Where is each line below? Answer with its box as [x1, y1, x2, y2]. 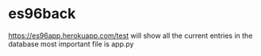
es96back [8, 5, 76, 23]
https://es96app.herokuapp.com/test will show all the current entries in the [8, 31, 253, 40]
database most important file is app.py [8, 39, 134, 48]
